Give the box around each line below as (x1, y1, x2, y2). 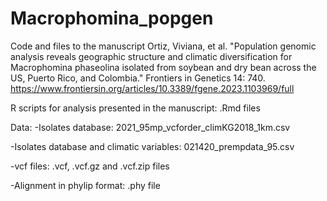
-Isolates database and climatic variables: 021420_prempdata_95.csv (10, 140, 295, 152)
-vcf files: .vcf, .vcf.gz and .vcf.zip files (10, 160, 170, 172)
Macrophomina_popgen (10, 7, 214, 30)
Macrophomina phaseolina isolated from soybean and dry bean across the (10, 61, 317, 73)
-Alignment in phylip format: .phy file (10, 179, 161, 191)
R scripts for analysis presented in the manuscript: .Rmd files (10, 102, 261, 114)
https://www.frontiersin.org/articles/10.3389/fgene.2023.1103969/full (10, 82, 295, 94)
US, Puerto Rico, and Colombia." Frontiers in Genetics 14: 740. (10, 72, 266, 84)
